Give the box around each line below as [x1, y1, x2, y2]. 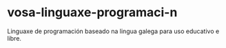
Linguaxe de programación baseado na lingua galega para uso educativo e [7, 27, 220, 35]
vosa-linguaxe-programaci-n [7, 5, 178, 20]
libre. [7, 34, 22, 42]
